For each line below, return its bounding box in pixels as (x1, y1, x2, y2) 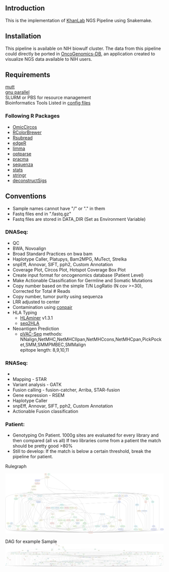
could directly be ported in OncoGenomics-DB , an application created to (5, 50, 155, 57)
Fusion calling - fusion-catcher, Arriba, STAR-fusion (12, 387, 120, 393)
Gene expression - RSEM (12, 392, 65, 398)
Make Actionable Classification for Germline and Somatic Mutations (12, 277, 153, 283)
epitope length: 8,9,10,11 (20, 347, 69, 353)
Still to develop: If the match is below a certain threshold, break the (12, 448, 151, 454)
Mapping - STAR (12, 376, 47, 382)
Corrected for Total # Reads (12, 288, 70, 294)
